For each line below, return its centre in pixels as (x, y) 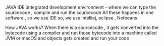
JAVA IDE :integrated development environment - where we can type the (81, 7)
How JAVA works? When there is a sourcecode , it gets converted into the (82, 27)
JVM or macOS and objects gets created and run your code (67, 38)
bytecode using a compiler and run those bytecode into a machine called (81, 33)
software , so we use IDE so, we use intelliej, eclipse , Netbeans (71, 18)
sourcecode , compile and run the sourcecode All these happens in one (79, 12)
